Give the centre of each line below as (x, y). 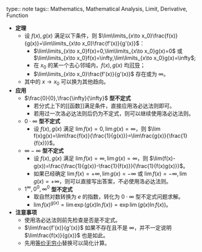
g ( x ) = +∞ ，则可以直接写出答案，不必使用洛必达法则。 (103, 181)
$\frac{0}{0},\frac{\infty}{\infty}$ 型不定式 (78, 98)
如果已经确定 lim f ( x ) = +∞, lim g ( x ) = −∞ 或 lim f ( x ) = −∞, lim (110, 174)
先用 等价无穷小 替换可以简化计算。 (67, 243)
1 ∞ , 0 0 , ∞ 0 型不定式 (49, 188)
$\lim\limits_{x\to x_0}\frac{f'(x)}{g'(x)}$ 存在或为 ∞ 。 (101, 74)
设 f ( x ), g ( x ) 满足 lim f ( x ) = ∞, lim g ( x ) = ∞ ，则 (91, 158)
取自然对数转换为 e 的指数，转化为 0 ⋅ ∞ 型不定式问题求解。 (109, 197)
